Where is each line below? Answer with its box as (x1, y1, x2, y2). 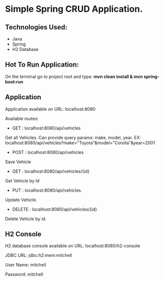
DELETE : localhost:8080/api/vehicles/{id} (12, 206, 97, 212)
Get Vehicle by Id (5, 178, 40, 183)
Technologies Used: (5, 23, 68, 31)
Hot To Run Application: (5, 60, 79, 69)
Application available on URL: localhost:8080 (5, 106, 95, 112)
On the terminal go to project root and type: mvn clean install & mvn (5, 74, 143, 79)
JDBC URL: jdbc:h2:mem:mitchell (5, 253, 72, 258)
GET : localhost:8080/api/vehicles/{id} (12, 168, 90, 174)
